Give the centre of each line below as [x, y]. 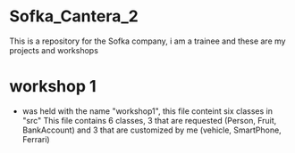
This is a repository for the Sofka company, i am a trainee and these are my [147, 41]
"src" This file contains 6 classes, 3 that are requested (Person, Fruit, [149, 120]
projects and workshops [54, 50]
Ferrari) [36, 139]
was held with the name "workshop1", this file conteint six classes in [147, 111]
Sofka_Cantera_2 [74, 16]
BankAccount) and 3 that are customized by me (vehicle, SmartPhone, [152, 130]
